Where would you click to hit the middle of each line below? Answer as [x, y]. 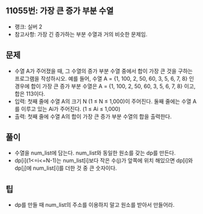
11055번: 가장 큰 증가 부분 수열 [60, 11]
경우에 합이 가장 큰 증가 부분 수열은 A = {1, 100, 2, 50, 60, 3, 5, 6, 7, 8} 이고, [105, 86]
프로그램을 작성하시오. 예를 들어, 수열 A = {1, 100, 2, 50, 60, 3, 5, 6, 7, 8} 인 [104, 78]
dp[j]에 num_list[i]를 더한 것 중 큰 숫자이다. [66, 168]
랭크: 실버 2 [28, 27]
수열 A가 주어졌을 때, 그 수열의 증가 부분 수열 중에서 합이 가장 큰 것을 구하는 [103, 71]
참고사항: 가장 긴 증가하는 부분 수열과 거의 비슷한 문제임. [81, 34]
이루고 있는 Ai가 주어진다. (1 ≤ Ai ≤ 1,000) [71, 109]
